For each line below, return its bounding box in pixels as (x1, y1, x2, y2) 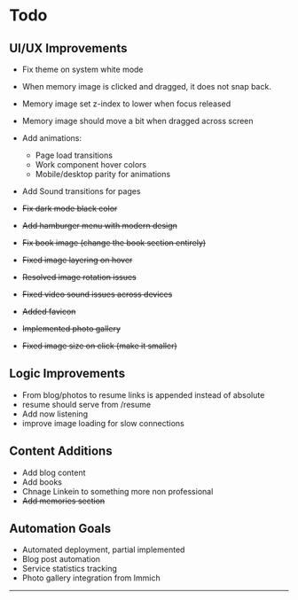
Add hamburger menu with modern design (21, 221, 177, 230)
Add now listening (21, 409, 89, 419)
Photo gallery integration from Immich (21, 573, 161, 583)
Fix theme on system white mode (21, 64, 144, 74)
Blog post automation (21, 554, 100, 565)
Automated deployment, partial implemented (21, 544, 185, 555)
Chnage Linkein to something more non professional (21, 486, 214, 496)
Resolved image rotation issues (21, 272, 137, 282)
